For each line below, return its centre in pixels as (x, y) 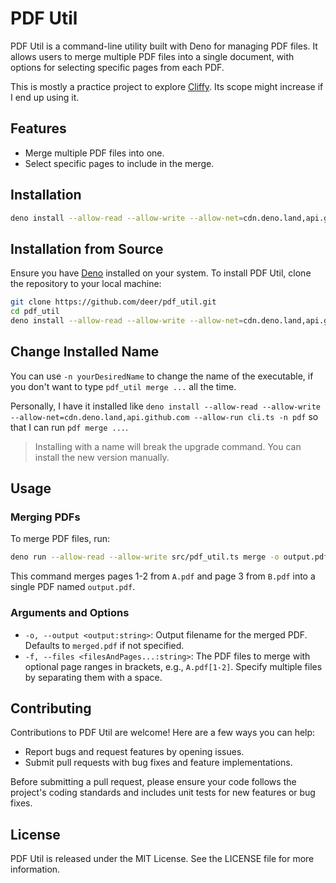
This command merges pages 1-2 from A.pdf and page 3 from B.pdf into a (163, 576)
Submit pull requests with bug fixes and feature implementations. (158, 763)
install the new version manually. (102, 457)
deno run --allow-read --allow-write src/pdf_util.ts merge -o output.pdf (169, 557)
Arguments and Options (70, 613)
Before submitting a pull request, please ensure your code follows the (153, 782)
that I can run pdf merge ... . (69, 427)
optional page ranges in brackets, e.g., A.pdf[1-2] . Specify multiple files (173, 666)
